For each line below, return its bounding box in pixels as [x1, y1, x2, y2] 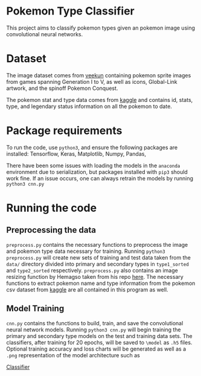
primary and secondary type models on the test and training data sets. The [6, 332, 193, 339]
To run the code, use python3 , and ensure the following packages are [6, 144, 178, 151]
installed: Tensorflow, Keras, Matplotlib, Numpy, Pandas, [6, 150, 147, 158]
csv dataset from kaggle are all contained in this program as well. [6, 285, 168, 293]
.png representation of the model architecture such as [6, 351, 140, 358]
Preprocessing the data [6, 225, 97, 235]
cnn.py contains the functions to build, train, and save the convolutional [6, 319, 183, 327]
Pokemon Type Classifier [6, 4, 135, 18]
